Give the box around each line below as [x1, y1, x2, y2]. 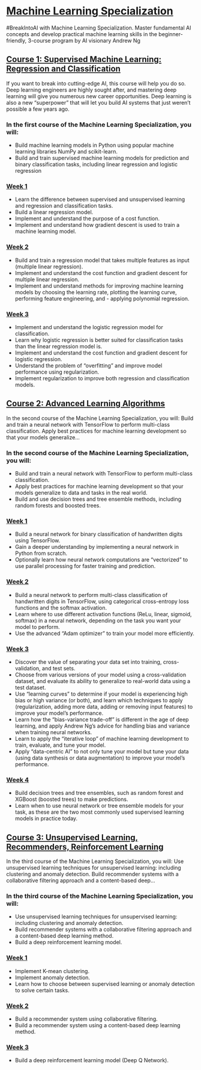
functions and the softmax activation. [14, 604, 107, 611]
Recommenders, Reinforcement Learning [6, 841, 164, 852]
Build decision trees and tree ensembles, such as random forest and [14, 790, 184, 797]
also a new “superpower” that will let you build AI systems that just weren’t [6, 99, 191, 106]
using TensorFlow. [14, 537, 61, 544]
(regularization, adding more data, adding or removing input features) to [14, 703, 193, 710]
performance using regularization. [14, 368, 100, 376]
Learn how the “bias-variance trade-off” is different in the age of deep [14, 716, 189, 723]
